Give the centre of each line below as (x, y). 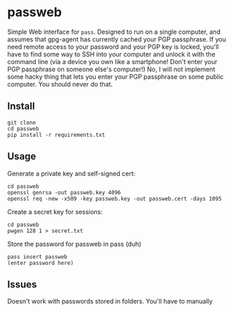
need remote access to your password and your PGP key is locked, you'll (113, 46)
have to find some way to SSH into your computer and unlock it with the (112, 54)
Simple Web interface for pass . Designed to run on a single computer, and (114, 32)
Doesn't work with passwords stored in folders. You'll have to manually (110, 301)
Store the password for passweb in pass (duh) (75, 244)
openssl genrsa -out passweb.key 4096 (64, 192)
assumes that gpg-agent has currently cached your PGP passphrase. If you (117, 39)
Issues (22, 284)
